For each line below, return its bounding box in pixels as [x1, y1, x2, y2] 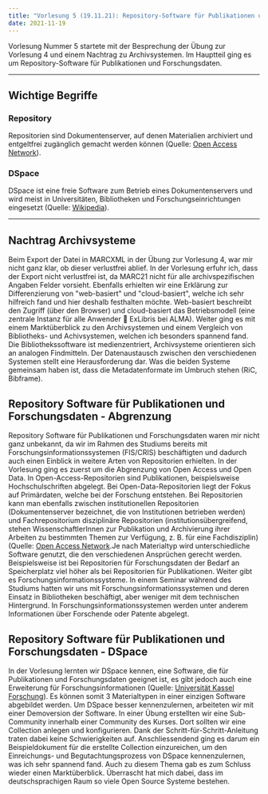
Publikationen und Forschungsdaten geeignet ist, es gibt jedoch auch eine [8, 674, 252, 684]
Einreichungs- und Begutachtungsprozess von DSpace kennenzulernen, [8, 751, 246, 760]
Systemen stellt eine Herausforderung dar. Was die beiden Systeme [8, 357, 231, 366]
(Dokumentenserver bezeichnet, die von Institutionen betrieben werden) [8, 507, 246, 517]
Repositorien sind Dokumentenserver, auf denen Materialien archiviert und [8, 131, 254, 141]
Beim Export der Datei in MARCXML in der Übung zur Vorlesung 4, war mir [8, 255, 254, 265]
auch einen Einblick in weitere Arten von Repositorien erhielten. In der [8, 457, 238, 466]
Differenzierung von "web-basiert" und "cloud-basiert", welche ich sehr [8, 289, 245, 298]
